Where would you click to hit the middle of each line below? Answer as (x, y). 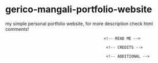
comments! (17, 29)
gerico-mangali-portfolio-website (79, 9)
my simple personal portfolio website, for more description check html (79, 24)
